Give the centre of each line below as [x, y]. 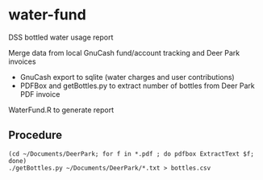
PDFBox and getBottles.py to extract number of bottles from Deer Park [138, 86]
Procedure [35, 135]
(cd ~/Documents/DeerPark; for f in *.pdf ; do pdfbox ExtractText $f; [131, 154]
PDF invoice [40, 94]
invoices [22, 61]
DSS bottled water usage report [61, 37]
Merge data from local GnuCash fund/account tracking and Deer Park [124, 52]
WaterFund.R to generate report [61, 110]
